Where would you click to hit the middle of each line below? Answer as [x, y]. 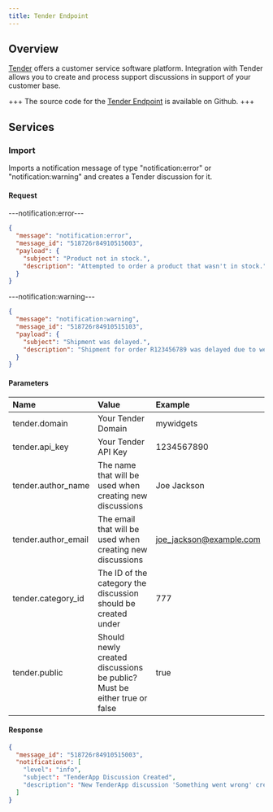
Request [23, 195]
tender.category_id [48, 598]
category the [122, 583]
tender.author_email [51, 539]
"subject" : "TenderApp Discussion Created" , [100, 778]
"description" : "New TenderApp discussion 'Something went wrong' [138, 785]
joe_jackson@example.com [208, 539]
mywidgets [177, 423]
